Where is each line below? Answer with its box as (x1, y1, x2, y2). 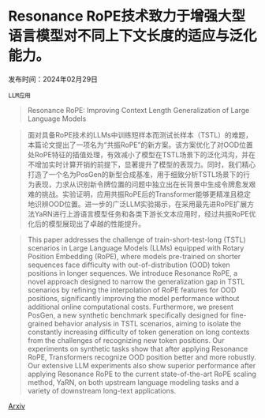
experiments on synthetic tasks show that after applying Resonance (27, 344, 248, 353)
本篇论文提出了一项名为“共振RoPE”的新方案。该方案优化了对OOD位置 (27, 140, 254, 149)
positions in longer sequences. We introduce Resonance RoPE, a (27, 268, 238, 277)
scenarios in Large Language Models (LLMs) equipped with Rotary (27, 243, 244, 253)
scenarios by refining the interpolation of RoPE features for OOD (27, 285, 237, 295)
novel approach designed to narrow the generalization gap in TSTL (27, 277, 245, 286)
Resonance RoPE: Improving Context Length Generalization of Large (27, 105, 250, 115)
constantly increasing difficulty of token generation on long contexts (27, 327, 250, 337)
